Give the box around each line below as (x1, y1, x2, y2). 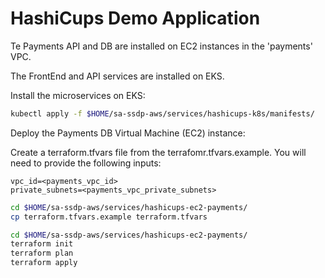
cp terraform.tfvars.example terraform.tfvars (10, 212, 208, 222)
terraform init (10, 239, 74, 249)
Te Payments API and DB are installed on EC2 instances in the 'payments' (10, 40, 313, 52)
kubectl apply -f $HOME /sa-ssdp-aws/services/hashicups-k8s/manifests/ (10, 108, 315, 119)
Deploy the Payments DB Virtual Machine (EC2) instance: (10, 127, 246, 139)
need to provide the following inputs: (10, 157, 162, 169)
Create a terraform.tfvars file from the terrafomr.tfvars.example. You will (10, 146, 307, 158)
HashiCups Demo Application (10, 7, 261, 30)
